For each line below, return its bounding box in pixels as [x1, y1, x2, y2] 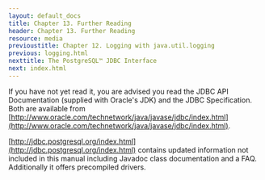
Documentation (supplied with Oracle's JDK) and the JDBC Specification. [8, 94, 253, 105]
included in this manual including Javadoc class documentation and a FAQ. [8, 153, 257, 163]
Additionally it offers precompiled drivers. [8, 162, 147, 172]
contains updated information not [137, 144, 249, 154]
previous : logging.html [8, 49, 89, 57]
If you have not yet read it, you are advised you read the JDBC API [8, 86, 229, 96]
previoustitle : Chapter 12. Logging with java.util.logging [8, 42, 216, 50]
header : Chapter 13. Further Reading [8, 27, 136, 35]
